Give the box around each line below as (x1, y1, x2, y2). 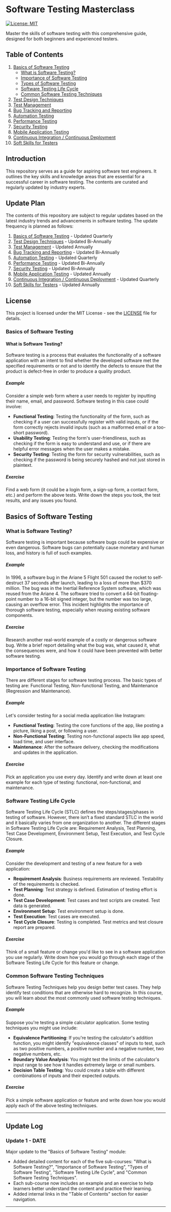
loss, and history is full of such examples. (6, 550, 92, 556)
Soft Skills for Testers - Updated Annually (13, 281, 100, 288)
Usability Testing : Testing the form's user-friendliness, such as (13, 435, 146, 441)
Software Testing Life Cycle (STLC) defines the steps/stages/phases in (6, 809, 154, 815)
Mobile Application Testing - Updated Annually (13, 271, 111, 277)
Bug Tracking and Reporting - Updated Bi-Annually (13, 249, 120, 256)
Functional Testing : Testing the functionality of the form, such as (13, 413, 150, 419)
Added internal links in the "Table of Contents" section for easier (13, 1191, 149, 1197)
